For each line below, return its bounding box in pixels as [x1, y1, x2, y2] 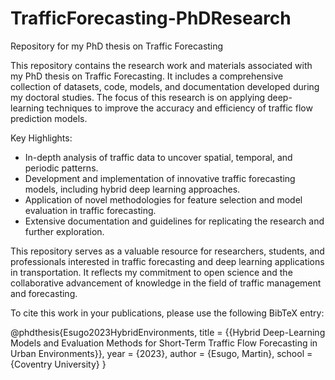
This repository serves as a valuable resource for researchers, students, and [10, 245, 325, 257]
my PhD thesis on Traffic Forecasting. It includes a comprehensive [10, 70, 284, 82]
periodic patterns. [24, 162, 99, 174]
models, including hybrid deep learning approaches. [24, 183, 241, 195]
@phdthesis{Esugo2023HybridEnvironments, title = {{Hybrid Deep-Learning [10, 326, 326, 338]
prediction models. [10, 112, 88, 124]
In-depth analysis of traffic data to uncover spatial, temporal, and [24, 151, 293, 163]
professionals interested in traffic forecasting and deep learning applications [10, 255, 325, 267]
